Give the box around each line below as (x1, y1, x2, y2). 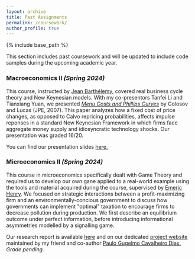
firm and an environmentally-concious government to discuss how (6, 196, 168, 203)
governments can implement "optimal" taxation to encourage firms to (6, 203, 175, 210)
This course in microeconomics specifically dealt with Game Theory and (6, 171, 183, 178)
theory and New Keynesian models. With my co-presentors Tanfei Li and (6, 94, 183, 101)
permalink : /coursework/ (6, 20, 67, 25)
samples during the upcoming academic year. (6, 59, 118, 66)
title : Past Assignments (6, 14, 67, 20)
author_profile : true (6, 25, 60, 31)
